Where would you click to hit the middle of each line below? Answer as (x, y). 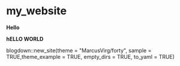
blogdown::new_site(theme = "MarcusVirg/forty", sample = (79, 50)
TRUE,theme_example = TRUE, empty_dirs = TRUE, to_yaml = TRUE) (91, 56)
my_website (37, 11)
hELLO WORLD (25, 39)
